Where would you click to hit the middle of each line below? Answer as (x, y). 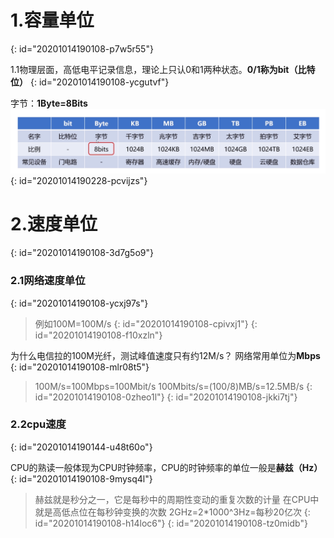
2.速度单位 (54, 224)
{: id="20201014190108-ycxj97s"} (79, 303)
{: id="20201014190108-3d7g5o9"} (82, 253)
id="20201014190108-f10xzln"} (98, 335)
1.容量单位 (52, 20)
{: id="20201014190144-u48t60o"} (81, 447)
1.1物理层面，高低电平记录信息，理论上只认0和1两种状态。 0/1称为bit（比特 (163, 69)
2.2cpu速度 (38, 424)
